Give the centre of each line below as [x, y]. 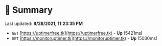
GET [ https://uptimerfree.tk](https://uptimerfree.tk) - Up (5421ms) [77, 33]
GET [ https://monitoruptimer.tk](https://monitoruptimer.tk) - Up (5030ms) [84, 38]
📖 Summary [29, 10]
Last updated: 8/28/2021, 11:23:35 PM [44, 23]
